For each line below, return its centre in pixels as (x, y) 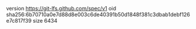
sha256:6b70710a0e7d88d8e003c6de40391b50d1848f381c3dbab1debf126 (98, 14)
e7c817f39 (19, 21)
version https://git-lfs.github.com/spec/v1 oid (61, 8)
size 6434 (45, 21)
